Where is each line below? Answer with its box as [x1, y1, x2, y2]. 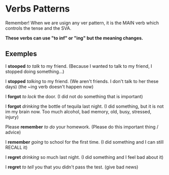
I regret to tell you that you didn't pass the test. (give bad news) [5, 164, 139, 170]
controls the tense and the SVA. [5, 25, 72, 31]
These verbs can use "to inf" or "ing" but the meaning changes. [5, 35, 144, 41]
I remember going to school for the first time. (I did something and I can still [5, 139, 164, 145]
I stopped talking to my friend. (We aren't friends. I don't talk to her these [5, 78, 159, 84]
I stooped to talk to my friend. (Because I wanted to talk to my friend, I [5, 63, 152, 69]
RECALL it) [5, 144, 28, 150]
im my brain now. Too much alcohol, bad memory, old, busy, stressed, [5, 108, 152, 114]
